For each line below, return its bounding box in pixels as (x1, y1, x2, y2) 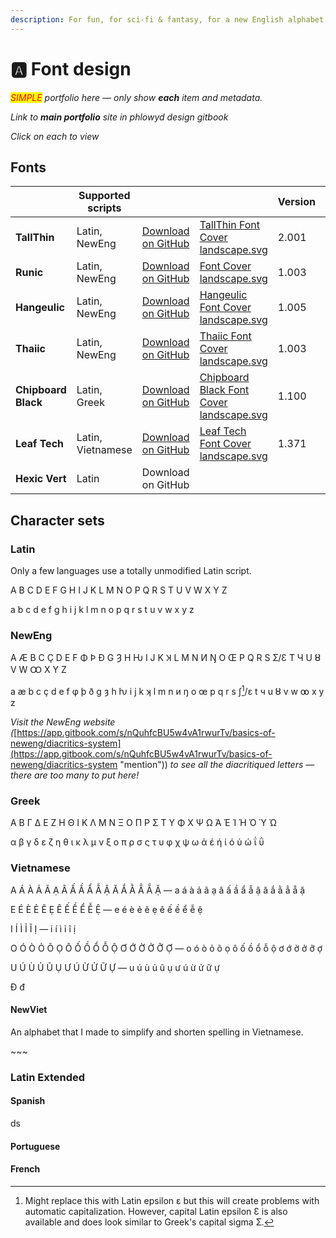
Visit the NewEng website (10, 716, 116, 728)
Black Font (199, 383, 250, 397)
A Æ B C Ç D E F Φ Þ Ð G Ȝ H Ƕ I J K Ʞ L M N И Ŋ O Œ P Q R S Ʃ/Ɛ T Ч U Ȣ (10, 652, 321, 664)
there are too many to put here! (10, 769, 140, 781)
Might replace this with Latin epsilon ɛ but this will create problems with (24, 1194, 320, 1206)
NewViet (10, 1004, 48, 1016)
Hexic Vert (15, 472, 67, 486)
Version (277, 195, 316, 209)
